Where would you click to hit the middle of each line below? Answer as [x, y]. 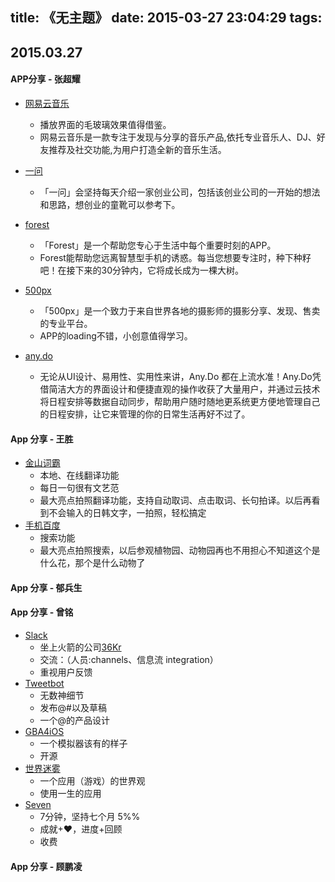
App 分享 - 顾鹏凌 [46, 866]
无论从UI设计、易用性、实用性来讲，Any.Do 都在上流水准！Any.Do [176, 376]
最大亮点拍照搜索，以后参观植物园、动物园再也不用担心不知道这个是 [180, 550]
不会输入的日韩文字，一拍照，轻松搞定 [127, 513]
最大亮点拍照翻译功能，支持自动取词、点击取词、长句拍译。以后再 [175, 500]
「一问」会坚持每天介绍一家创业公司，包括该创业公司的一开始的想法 [180, 192]
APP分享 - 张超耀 [45, 79]
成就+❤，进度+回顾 [81, 829]
